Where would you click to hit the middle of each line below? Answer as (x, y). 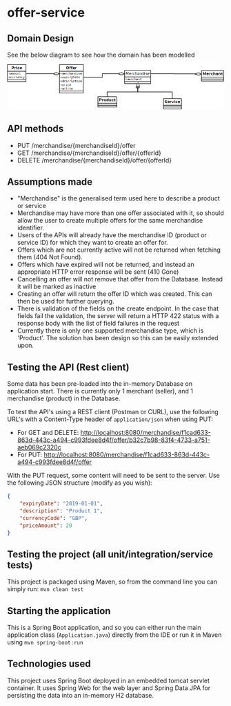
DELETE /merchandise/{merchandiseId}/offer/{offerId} (94, 160)
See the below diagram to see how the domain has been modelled (101, 55)
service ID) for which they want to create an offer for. (92, 243)
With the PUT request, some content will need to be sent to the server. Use (113, 476)
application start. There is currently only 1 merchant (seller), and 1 (100, 391)
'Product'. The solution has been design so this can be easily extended (118, 338)
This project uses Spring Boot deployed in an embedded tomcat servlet (109, 680)
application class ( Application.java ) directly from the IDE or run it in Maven (114, 635)
